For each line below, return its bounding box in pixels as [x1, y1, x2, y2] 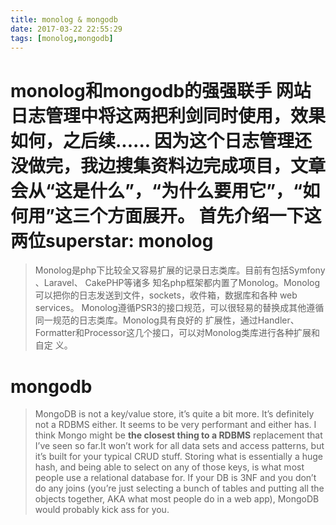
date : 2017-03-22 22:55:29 [10, 24, 123, 34]
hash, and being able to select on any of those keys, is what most [34, 461, 305, 473]
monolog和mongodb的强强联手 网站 [10, 79, 312, 102]
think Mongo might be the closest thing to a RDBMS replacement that [34, 429, 323, 441]
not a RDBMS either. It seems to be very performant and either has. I [34, 419, 317, 431]
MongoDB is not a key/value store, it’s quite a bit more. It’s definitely [34, 408, 315, 420]
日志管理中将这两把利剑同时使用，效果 [10, 104, 327, 127]
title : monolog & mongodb [10, 14, 118, 25]
